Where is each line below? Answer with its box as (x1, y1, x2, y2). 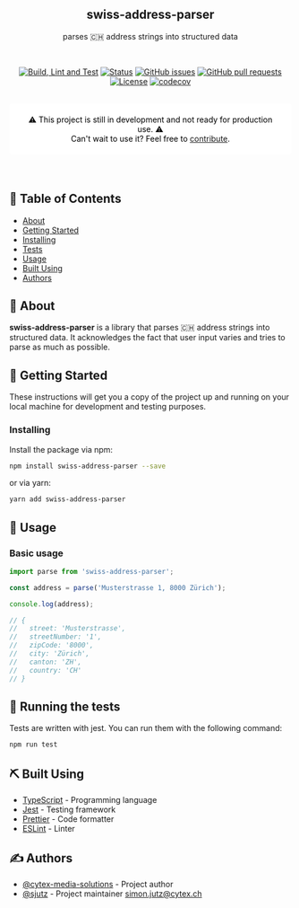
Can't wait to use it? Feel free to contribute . (70, 133, 231, 144)
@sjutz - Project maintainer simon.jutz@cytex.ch (21, 888, 203, 899)
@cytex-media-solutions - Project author (21, 878, 174, 889)
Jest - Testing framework (21, 804, 116, 815)
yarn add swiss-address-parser (9, 495, 126, 504)
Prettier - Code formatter (21, 814, 115, 824)
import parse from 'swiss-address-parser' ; (9, 567, 175, 576)
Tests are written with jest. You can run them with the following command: (9, 723, 283, 734)
